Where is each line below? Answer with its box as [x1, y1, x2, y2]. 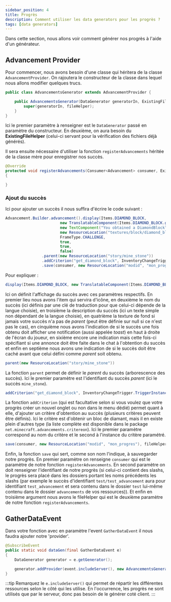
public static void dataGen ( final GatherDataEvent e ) [5, 548, 122, 553]
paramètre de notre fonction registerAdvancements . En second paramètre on [5, 462, 165, 468]
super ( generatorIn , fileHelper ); [23, 104, 95, 109]
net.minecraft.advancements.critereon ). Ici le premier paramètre [5, 427, 142, 433]
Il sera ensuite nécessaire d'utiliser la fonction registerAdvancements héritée [5, 148, 164, 155]
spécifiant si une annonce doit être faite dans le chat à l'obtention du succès [5, 340, 165, 346]
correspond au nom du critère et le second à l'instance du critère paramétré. [5, 432, 166, 438]
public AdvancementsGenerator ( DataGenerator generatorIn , [14, 99, 140, 104]
